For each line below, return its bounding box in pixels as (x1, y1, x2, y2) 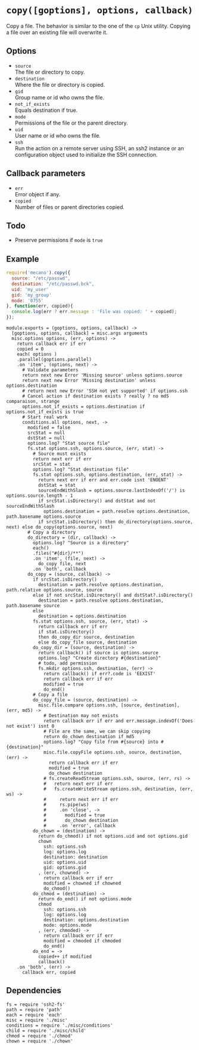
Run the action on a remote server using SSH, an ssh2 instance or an (14, 144, 184, 151)
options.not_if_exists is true (6, 409, 84, 415)
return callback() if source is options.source (38, 650, 159, 656)
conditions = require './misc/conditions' (6, 1022, 113, 1028)
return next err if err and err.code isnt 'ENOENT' (38, 477, 169, 483)
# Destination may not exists (43, 713, 119, 719)
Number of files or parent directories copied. (14, 203, 125, 211)
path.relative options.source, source (6, 587, 102, 593)
